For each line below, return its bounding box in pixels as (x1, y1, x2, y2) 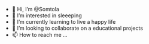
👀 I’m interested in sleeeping (11, 12, 82, 19)
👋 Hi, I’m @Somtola (11, 6, 60, 12)
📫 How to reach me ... (11, 32, 68, 38)
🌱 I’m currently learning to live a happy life (11, 18, 116, 25)
